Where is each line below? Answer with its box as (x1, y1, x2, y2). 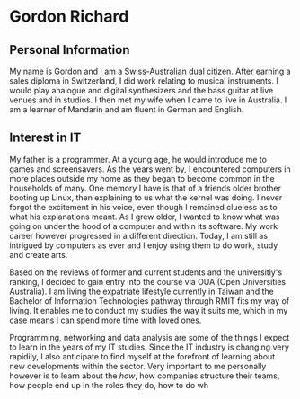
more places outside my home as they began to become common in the (9, 173, 276, 183)
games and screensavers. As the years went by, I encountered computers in (9, 164, 292, 174)
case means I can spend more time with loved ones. (9, 315, 202, 325)
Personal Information (9, 42, 130, 58)
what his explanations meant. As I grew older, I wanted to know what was (9, 211, 280, 222)
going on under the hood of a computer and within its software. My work (9, 220, 278, 231)
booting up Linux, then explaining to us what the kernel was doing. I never (9, 191, 283, 203)
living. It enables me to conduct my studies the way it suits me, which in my (9, 305, 288, 315)
